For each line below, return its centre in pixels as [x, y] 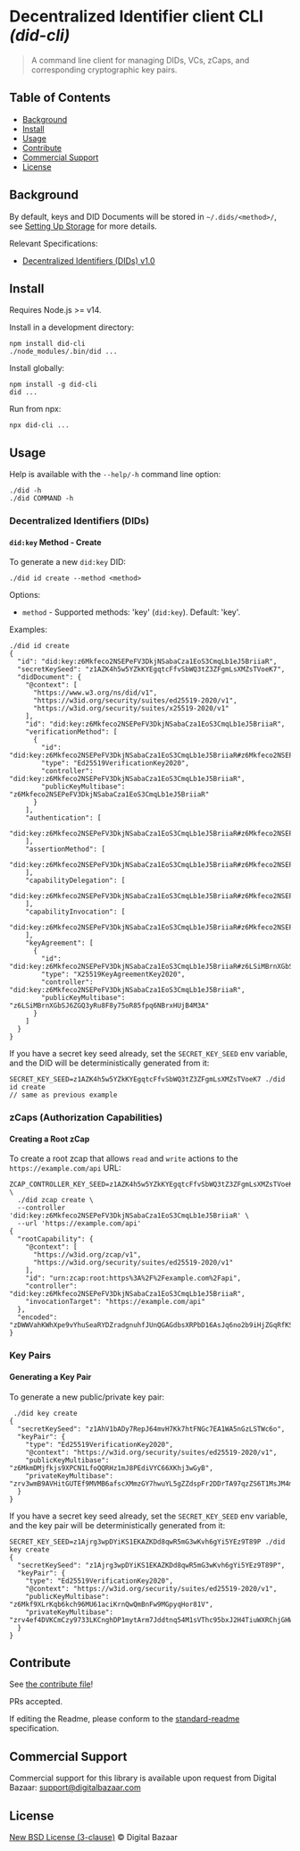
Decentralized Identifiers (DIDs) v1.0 [88, 260]
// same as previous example [63, 1095]
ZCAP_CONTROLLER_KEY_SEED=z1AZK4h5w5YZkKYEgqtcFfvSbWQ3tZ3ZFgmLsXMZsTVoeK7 [153, 1185]
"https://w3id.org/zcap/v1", [87, 1255]
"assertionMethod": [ [65, 850]
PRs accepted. [36, 1702]
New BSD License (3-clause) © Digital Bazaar [94, 1837]
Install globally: [37, 368]
